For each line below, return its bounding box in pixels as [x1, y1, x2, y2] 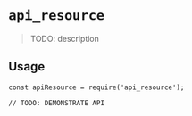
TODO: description [29, 33, 100, 44]
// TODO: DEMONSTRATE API [8, 98, 104, 107]
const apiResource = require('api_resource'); [8, 83, 185, 92]
